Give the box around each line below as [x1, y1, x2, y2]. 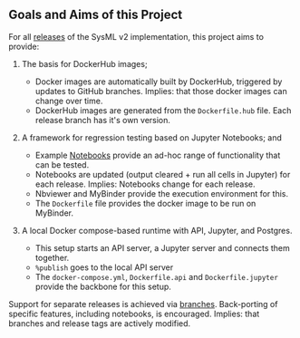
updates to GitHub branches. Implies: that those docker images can [34, 85, 287, 96]
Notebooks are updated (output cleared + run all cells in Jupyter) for [34, 169, 291, 179]
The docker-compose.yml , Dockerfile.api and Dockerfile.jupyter [34, 271, 278, 282]
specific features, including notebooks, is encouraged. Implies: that [8, 308, 260, 319]
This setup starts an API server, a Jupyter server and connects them [34, 242, 291, 253]
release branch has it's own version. [34, 114, 171, 125]
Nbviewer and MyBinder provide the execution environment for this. [34, 188, 289, 198]
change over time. [34, 95, 103, 106]
